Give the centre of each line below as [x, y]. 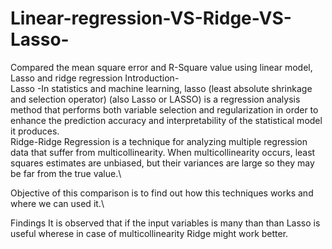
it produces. [35, 131]
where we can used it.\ [57, 203]
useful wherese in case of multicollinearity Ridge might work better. [149, 233]
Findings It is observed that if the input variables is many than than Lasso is [165, 223]
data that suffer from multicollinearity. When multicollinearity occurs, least [163, 152]
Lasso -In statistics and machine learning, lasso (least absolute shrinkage [161, 88]
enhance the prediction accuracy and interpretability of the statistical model [166, 120]
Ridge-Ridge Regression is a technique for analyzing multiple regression [159, 141]
